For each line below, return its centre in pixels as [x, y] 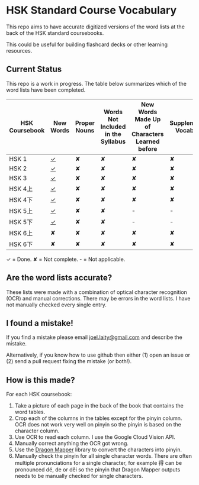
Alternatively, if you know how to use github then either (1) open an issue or [98, 355]
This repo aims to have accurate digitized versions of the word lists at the [96, 27]
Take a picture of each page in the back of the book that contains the [99, 406]
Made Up [148, 119]
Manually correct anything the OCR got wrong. [72, 444]
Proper [85, 123]
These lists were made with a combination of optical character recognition [97, 292]
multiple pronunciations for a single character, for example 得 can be [98, 463]
